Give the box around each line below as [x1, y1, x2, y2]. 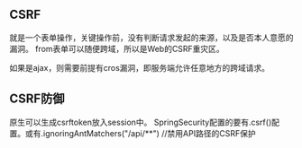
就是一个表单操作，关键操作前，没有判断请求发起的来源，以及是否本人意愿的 [9, 31, 294, 43]
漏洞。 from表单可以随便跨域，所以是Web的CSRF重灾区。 [9, 43, 225, 54]
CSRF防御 [9, 91, 65, 107]
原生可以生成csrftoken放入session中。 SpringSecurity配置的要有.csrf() [9, 117, 272, 127]
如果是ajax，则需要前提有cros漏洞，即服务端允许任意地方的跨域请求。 [9, 62, 270, 73]
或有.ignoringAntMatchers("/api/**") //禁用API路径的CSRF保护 [24, 127, 256, 138]
